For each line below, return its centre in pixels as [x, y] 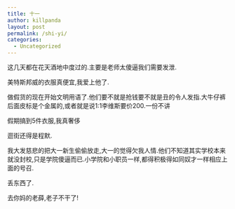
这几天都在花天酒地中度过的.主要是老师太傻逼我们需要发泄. [92, 67]
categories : [25, 40]
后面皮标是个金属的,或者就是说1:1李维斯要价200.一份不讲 [89, 106]
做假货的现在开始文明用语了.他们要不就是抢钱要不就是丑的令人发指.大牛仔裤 [117, 97]
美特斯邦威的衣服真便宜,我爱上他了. [59, 82]
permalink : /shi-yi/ [38, 33]
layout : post [26, 27]
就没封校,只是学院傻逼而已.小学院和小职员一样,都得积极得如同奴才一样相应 [115, 159]
